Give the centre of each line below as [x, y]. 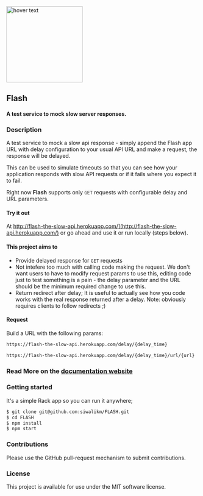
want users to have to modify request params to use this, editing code [103, 273]
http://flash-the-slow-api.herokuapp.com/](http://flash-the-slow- [95, 226]
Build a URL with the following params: [55, 333]
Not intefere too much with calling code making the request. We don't [102, 267]
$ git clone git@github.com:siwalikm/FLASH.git [68, 412]
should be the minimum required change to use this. [80, 286]
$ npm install [24, 423]
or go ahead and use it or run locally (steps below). [124, 233]
